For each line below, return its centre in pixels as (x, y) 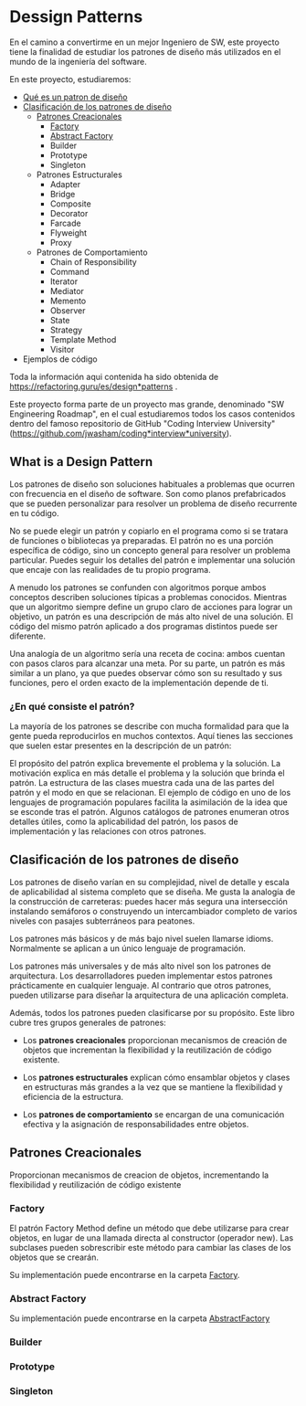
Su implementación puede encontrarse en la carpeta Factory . (125, 1274)
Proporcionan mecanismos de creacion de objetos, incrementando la (139, 1175)
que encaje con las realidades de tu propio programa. (111, 569)
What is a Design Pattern (81, 462)
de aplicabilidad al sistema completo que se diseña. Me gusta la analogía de (153, 892)
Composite (70, 204)
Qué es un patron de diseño (75, 97)
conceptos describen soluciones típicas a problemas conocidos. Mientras (148, 597)
